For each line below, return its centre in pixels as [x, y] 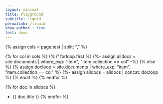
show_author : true [25, 28]
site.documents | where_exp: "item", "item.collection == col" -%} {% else [80, 62]
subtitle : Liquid [23, 19]
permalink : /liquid [25, 24]
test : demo [16, 33]
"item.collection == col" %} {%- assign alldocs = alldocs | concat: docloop [82, 72]
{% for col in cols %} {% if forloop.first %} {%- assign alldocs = [71, 56]
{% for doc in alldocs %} [30, 87]
